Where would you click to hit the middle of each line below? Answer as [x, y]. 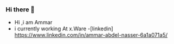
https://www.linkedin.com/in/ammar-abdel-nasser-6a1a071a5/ [91, 35]
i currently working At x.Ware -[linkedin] [64, 29]
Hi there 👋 [20, 10]
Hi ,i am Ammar [33, 23]
